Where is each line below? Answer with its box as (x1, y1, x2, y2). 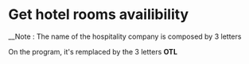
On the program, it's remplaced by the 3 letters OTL (8, 47, 177, 56)
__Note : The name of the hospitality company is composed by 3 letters (8, 32, 242, 41)
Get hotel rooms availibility (8, 6, 189, 24)
